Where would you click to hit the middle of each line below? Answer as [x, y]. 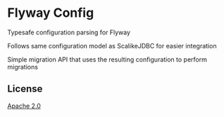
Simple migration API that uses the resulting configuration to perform [107, 59]
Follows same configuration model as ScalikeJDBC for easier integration [112, 46]
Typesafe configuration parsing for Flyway [69, 32]
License [25, 89]
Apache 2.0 [24, 106]
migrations [23, 67]
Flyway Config [51, 13]
